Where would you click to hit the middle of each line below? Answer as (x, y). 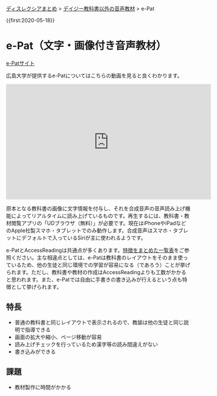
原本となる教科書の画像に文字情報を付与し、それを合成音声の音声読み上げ (96, 208)
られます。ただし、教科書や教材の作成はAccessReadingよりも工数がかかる (96, 272)
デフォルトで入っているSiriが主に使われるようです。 (84, 238)
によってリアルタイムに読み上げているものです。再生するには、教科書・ (98, 216)
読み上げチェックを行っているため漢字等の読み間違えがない (86, 344)
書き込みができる (35, 351)
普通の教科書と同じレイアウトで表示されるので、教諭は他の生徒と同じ (99, 322)
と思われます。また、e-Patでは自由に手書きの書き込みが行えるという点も (94, 279)
